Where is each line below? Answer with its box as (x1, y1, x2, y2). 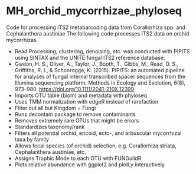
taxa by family (14, 136, 49, 143)
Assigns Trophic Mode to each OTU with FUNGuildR (14, 154, 142, 162)
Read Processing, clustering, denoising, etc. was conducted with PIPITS (14, 47, 190, 54)
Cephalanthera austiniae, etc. (14, 148, 87, 155)
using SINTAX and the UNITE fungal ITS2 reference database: (14, 54, 165, 61)
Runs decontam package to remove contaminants (14, 111, 136, 118)
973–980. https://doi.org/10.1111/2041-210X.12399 (14, 85, 135, 92)
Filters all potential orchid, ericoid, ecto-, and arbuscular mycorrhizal (14, 129, 182, 137)
